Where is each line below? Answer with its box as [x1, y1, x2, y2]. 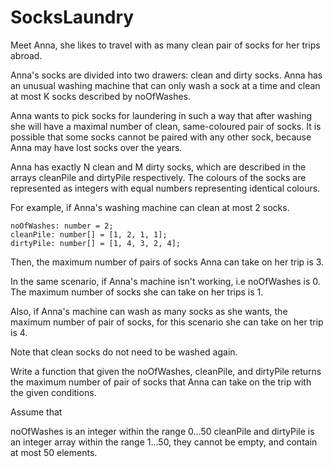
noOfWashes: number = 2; [10, 221, 114, 231]
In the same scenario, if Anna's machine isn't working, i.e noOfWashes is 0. [10, 275, 321, 287]
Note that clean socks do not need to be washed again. [10, 346, 238, 358]
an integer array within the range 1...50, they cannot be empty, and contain [10, 436, 318, 448]
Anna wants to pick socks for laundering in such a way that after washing [10, 109, 313, 121]
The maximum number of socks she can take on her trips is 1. [10, 286, 264, 298]
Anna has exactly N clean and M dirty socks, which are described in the [10, 161, 307, 173]
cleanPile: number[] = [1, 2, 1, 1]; [10, 229, 168, 240]
